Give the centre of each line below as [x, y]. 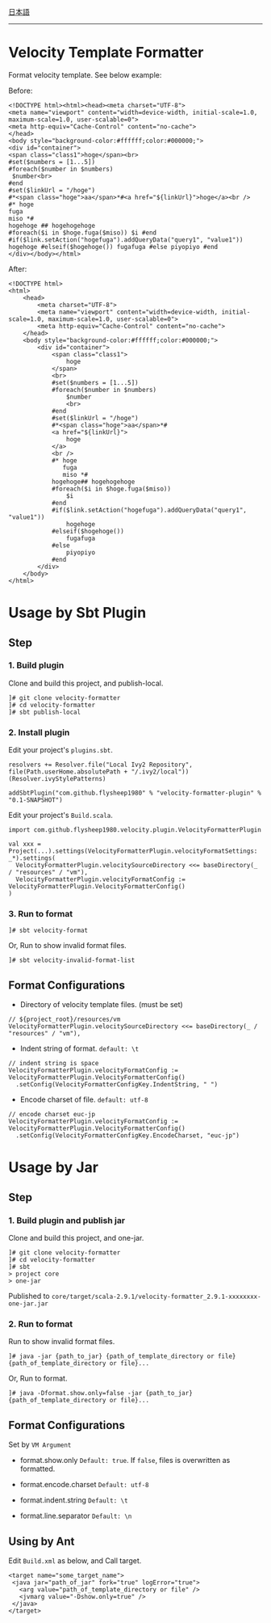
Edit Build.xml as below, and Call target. [75, 1561]
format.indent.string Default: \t [74, 1500]
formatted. [38, 1469]
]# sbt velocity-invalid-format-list [72, 960]
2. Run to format [41, 1324]
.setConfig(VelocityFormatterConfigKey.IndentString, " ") [117, 1085]
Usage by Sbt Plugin [77, 613]
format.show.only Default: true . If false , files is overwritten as [125, 1461]
